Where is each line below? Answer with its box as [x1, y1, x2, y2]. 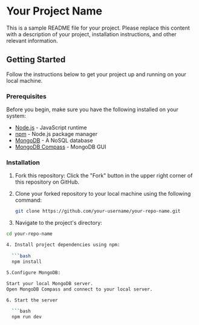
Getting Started [6, 54, 66, 65]
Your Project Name [6, 4, 103, 18]
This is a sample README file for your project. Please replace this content [6, 24, 191, 31]
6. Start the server [6, 297, 59, 303]
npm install [11, 259, 42, 265]
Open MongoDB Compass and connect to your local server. [6, 286, 153, 292]
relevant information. [6, 37, 59, 44]
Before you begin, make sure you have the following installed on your [6, 106, 178, 113]
